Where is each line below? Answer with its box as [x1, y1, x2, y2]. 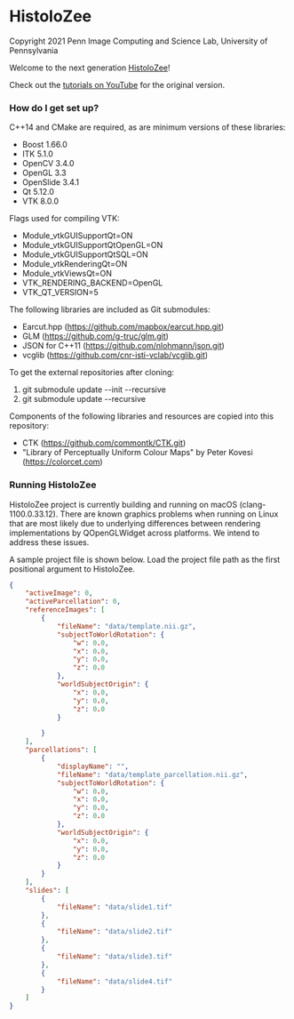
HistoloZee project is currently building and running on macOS [9, 499, 238, 509]
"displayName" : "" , [56, 762, 129, 771]
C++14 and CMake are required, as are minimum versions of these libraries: [9, 122, 286, 132]
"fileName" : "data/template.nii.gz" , [56, 622, 197, 630]
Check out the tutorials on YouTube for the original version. [9, 79, 225, 90]
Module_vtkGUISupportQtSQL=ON [21, 249, 148, 260]
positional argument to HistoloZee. [9, 563, 136, 574]
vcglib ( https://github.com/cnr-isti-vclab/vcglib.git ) [21, 349, 209, 361]
